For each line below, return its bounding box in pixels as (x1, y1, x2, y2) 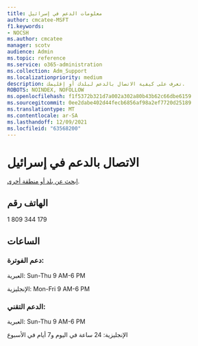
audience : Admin (7, 49, 53, 56)
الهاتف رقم (7, 197, 49, 209)
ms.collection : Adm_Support (7, 67, 88, 74)
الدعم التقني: (7, 301, 46, 311)
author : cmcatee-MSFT (7, 16, 69, 23)
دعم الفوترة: (7, 255, 45, 265)
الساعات (7, 235, 40, 247)
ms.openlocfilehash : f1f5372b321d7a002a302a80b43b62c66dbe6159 (7, 93, 192, 100)
